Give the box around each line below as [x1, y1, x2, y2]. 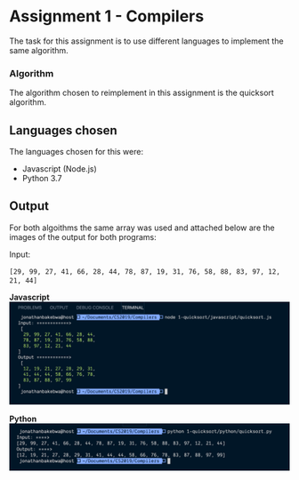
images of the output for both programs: [9, 231, 158, 242]
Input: [9, 249, 31, 260]
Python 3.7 [21, 173, 62, 184]
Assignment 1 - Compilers [9, 6, 205, 27]
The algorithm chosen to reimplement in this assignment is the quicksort [9, 87, 274, 99]
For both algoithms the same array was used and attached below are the [9, 222, 276, 233]
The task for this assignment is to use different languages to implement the [9, 36, 284, 46]
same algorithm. [9, 44, 69, 55]
